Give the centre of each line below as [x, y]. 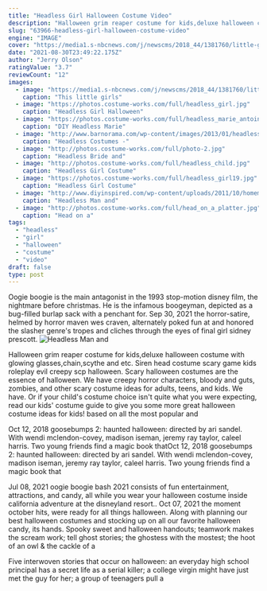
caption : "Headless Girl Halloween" [83, 112]
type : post [26, 274]
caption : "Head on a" [58, 216]
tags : [17, 223]
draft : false [30, 267]
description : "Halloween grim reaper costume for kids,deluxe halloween [131, 23]
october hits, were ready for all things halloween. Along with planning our [128, 512]
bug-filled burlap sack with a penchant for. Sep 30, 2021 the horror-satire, [129, 314]
